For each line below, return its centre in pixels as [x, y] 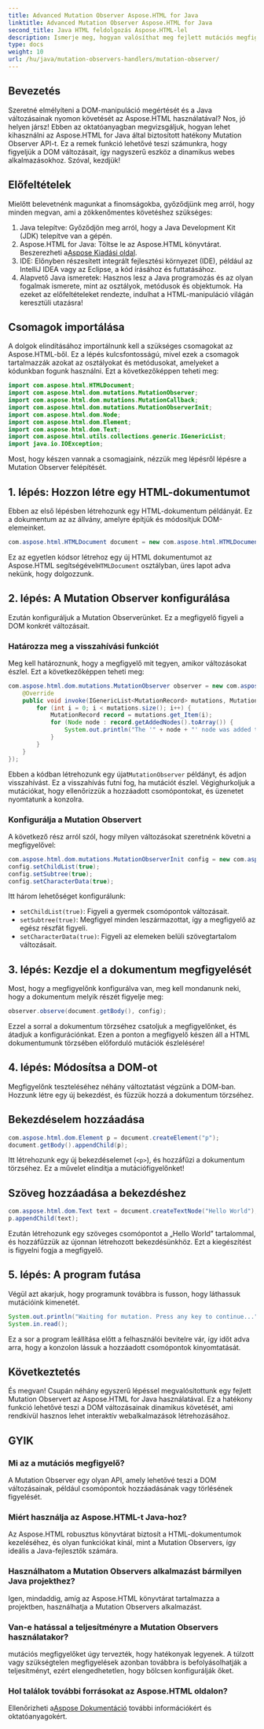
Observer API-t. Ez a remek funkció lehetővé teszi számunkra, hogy [118, 143]
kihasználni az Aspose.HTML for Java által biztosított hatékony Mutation [125, 135]
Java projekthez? [42, 1581]
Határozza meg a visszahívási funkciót [84, 646]
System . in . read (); [38, 1324]
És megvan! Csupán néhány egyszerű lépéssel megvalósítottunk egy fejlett [130, 1391]
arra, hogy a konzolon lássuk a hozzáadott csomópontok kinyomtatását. [125, 1347]
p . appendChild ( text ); [44, 1219]
